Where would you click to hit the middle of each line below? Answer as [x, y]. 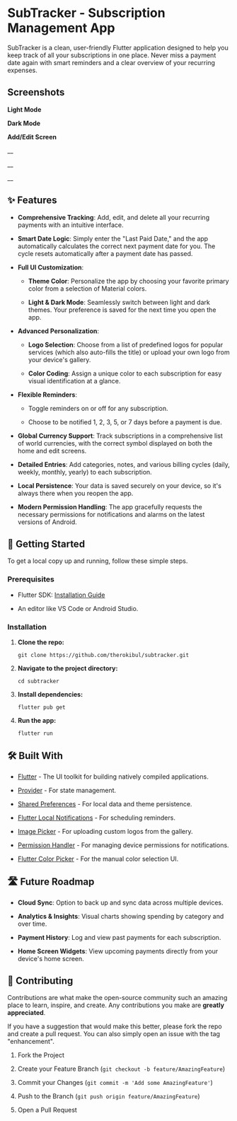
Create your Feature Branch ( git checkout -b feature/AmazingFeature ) [121, 1069]
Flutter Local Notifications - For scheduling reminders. [96, 818]
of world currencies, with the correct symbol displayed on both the [115, 443]
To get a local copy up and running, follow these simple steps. [98, 561]
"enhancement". [31, 1042]
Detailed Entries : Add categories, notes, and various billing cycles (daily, [123, 464]
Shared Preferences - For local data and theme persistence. [105, 803]
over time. [32, 924]
